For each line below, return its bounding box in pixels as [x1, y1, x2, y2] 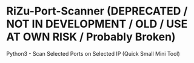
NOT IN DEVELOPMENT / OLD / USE [6, 17, 188, 31]
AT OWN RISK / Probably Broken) [6, 30, 176, 44]
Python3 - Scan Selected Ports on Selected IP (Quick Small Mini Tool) [6, 50, 180, 57]
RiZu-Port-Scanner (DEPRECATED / [6, 4, 188, 18]
